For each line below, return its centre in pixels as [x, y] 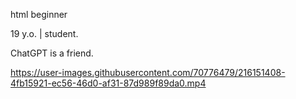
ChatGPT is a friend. [52, 53]
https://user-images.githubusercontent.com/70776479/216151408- [148, 72]
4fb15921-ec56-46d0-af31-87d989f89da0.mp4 [108, 83]
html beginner [39, 14]
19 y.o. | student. [44, 33]
